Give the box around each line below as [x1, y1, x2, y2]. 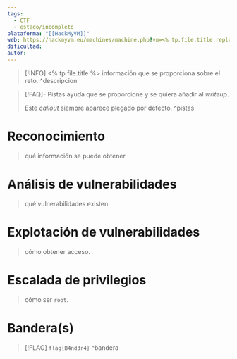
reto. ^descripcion [24, 76, 78, 84]
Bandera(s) [7, 320, 74, 336]
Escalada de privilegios [7, 272, 147, 288]
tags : [7, 10, 23, 18]
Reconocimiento [7, 128, 106, 144]
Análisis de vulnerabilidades [7, 177, 177, 192]
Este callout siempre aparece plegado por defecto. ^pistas [24, 103, 195, 112]
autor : [7, 50, 27, 57]
